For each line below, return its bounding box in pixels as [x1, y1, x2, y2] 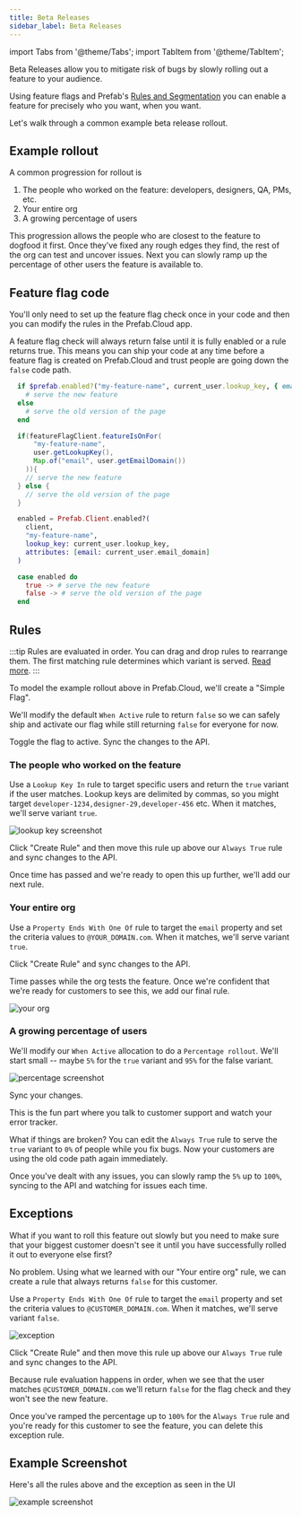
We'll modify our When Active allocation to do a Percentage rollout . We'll [9, 1045, 279, 1056]
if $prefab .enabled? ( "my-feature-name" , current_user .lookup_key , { [17, 382, 279, 391]
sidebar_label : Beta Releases [9, 22, 123, 31]
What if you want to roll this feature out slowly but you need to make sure [9, 1230, 279, 1240]
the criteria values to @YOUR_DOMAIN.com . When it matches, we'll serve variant [9, 931, 289, 942]
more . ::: [9, 665, 40, 676]
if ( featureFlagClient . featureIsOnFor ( [17, 432, 163, 441]
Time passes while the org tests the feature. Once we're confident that [9, 976, 271, 986]
